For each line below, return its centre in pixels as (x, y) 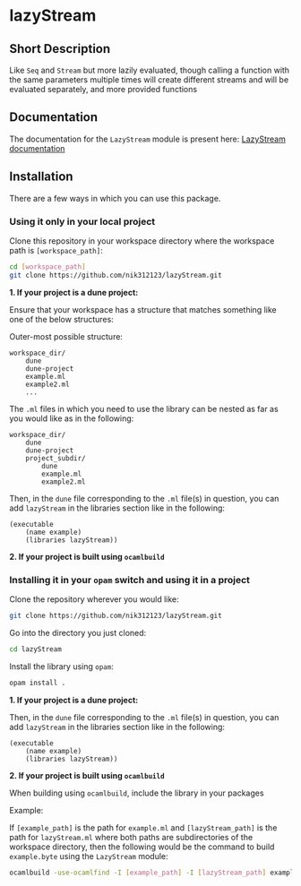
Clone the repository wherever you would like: (94, 599)
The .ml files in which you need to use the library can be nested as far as (144, 409)
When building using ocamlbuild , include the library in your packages (137, 793)
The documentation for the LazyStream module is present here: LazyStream (148, 139)
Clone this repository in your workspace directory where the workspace (142, 241)
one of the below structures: (61, 319)
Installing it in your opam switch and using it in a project (130, 580)
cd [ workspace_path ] (48, 267)
